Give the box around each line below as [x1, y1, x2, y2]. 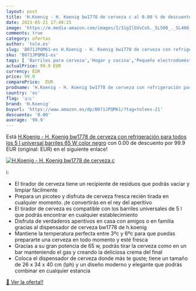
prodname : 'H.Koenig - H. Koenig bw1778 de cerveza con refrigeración [6, 85, 181, 91]
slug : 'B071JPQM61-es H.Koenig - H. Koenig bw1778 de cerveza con [6, 47, 171, 53]
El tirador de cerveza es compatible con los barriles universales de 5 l [14, 205, 182, 212]
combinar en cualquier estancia [14, 267, 90, 275]
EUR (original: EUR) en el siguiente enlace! [6, 145, 108, 153]
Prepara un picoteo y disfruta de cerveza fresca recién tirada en [14, 193, 169, 200]
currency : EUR [6, 68, 41, 74]
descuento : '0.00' [6, 112, 51, 117]
